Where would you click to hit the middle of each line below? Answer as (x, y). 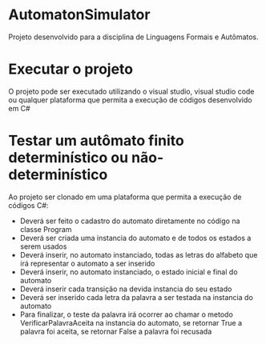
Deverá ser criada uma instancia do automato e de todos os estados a (135, 238)
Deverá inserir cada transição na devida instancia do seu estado (126, 289)
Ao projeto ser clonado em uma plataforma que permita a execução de (125, 197)
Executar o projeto (71, 69)
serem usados (43, 246)
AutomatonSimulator (79, 15)
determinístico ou (69, 158)
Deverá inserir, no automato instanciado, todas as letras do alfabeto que (139, 254)
